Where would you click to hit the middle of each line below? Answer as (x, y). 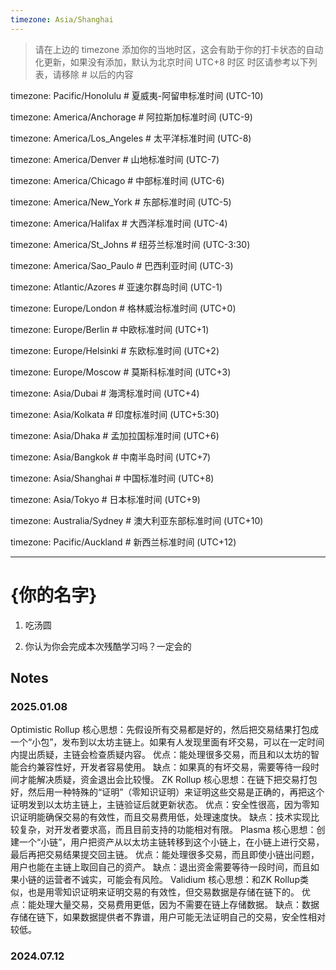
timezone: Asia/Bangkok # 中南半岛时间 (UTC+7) (111, 457)
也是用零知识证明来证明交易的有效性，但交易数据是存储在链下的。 (163, 892)
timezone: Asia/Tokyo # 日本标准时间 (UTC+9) (105, 499)
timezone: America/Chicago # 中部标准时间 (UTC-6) (117, 180)
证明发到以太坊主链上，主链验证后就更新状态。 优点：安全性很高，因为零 (160, 805)
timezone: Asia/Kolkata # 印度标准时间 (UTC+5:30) (115, 414)
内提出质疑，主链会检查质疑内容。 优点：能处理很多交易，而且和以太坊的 (160, 755)
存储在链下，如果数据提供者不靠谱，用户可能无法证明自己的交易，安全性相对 (168, 917)
